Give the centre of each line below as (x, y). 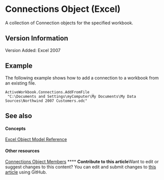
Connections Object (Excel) (63, 9)
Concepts (15, 128)
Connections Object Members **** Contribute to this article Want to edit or (82, 162)
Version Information (37, 38)
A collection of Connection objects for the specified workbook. (69, 23)
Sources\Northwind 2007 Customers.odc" (46, 101)
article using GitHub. (26, 172)
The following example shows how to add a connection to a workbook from (82, 78)
